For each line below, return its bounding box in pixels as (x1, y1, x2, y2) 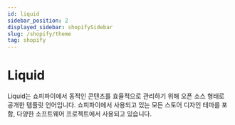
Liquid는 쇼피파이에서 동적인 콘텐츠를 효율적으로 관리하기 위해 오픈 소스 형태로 (7, 92, 225, 100)
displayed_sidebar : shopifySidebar (7, 23, 113, 31)
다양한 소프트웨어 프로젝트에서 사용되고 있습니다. (16, 109, 152, 118)
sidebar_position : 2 (7, 17, 69, 24)
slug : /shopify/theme (7, 30, 72, 38)
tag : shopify (7, 37, 46, 44)
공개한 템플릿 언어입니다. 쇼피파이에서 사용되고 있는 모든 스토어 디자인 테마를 (7, 101, 221, 109)
